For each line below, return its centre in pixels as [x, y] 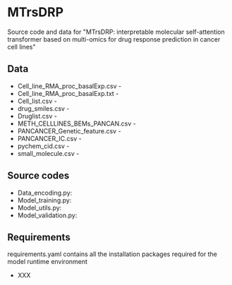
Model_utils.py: [39, 207]
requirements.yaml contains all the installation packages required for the [112, 254]
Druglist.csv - [37, 116]
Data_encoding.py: [45, 193]
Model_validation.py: [47, 215]
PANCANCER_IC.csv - [50, 138]
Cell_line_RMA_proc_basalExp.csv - [69, 86]
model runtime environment [48, 262]
